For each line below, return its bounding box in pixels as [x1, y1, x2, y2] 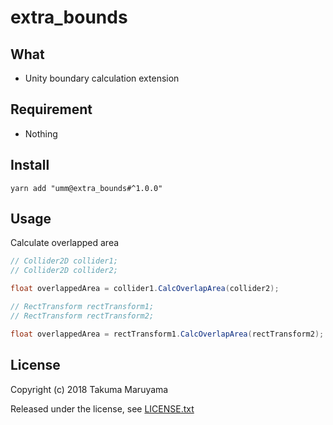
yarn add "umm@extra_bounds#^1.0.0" [10, 183, 163, 193]
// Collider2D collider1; [10, 256, 118, 266]
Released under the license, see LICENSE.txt [10, 402, 195, 415]
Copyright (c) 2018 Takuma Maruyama [10, 383, 169, 395]
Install [10, 157, 50, 174]
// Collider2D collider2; [10, 266, 118, 276]
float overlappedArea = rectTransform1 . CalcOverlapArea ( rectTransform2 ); [10, 329, 325, 339]
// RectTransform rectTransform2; [10, 311, 155, 321]
